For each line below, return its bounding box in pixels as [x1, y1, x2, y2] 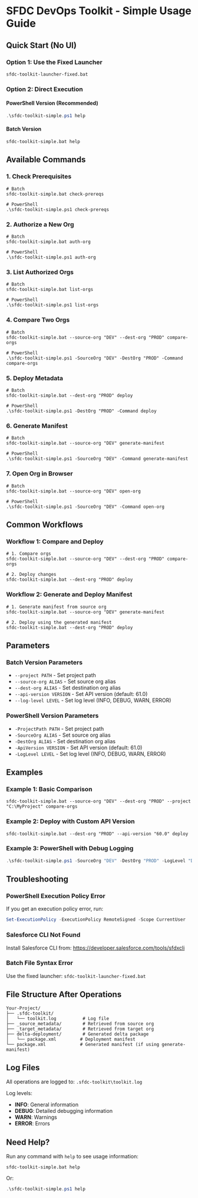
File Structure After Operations [6, 989, 122, 1000]
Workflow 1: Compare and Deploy [6, 537, 104, 545]
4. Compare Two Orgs [6, 316, 70, 324]
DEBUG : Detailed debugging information [14, 1108, 113, 1115]
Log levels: [6, 1090, 32, 1097]
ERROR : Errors [14, 1120, 50, 1127]
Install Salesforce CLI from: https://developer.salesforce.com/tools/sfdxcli [6, 944, 185, 951]
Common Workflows [6, 519, 84, 530]
